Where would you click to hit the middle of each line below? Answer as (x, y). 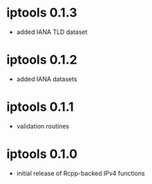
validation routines (43, 126)
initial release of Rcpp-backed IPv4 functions (81, 173)
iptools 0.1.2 (42, 60)
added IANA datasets (47, 79)
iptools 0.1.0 (42, 154)
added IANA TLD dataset (52, 32)
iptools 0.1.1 (40, 107)
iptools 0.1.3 (42, 13)
